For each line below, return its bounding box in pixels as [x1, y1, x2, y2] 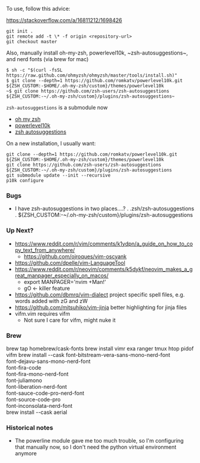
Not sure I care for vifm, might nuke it [23, 316, 116, 323]
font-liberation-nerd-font [6, 383, 67, 390]
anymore [14, 450, 37, 457]
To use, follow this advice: [6, 5, 70, 12]
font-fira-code [6, 364, 42, 371]
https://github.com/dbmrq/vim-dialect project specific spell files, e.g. [14, 290, 185, 298]
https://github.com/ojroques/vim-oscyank [23, 253, 127, 260]
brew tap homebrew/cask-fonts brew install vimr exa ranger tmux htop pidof [6, 344, 194, 352]
